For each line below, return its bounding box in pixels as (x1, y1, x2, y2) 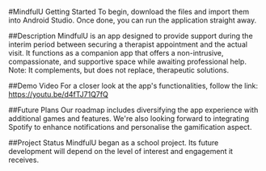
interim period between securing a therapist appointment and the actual (8, 40, 248, 49)
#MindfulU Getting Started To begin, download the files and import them (8, 7, 249, 16)
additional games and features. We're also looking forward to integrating (8, 114, 249, 123)
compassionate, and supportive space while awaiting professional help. (8, 56, 247, 66)
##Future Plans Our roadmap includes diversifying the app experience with (8, 105, 259, 115)
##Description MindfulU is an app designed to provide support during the (8, 31, 253, 40)
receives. (8, 155, 39, 165)
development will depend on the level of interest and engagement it (8, 147, 233, 156)
